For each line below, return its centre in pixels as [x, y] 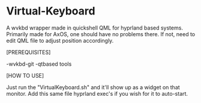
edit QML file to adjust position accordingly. [60, 40]
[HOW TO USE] [25, 75]
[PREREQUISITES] [28, 52]
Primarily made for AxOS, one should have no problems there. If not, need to [101, 34]
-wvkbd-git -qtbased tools [39, 64]
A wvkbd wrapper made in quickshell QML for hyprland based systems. [94, 28]
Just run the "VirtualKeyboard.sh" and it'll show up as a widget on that [93, 87]
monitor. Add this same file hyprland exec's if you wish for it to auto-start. [97, 93]
